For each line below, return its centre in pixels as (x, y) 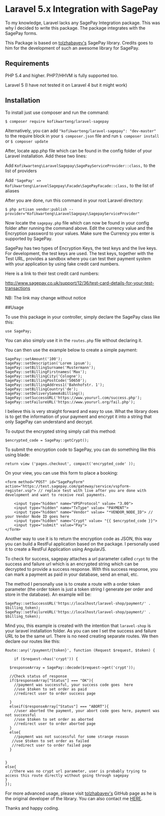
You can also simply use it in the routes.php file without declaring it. (74, 340)
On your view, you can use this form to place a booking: (62, 473)
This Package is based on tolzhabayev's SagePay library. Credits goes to (79, 42)
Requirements (27, 63)
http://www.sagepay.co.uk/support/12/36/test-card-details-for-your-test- (80, 283)
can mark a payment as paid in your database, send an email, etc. (72, 574)
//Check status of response (38, 676)
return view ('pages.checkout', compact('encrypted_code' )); (70, 464)
